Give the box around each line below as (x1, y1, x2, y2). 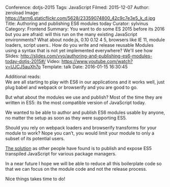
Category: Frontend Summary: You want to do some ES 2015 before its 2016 (5, 26, 165, 32)
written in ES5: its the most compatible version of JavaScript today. (5, 100, 146, 106)
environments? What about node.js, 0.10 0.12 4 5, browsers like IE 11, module (5, 37, 165, 43)
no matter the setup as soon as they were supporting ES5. (5, 115, 127, 121)
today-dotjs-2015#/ (5, 58, 46, 64)
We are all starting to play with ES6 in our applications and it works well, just (5, 79, 165, 85)
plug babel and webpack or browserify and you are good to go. (5, 84, 138, 90)
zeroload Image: (5, 10, 40, 16)
